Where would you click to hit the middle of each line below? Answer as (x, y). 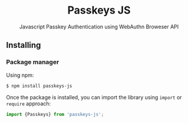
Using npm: (20, 75)
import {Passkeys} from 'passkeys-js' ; (55, 114)
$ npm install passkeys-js (39, 86)
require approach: (29, 103)
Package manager (33, 62)
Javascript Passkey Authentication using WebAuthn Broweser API (99, 27)
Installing (24, 45)
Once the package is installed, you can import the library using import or (94, 97)
